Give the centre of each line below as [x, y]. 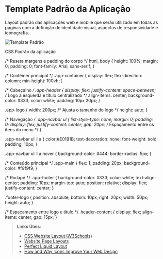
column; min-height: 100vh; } [34, 81]
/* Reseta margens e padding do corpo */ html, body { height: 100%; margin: [81, 61]
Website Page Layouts [46, 241]
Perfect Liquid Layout [46, 246]
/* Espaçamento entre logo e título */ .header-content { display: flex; [73, 212]
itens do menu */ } [23, 129]
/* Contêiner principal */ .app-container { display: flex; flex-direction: [74, 75]
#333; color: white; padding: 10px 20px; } [59, 100]
